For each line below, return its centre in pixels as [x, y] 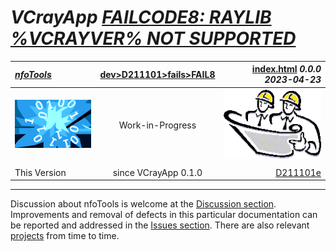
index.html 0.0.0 [286, 69]
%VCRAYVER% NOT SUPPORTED [153, 38]
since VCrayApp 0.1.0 [157, 172]
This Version [40, 172]
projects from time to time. [65, 236]
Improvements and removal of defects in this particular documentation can [164, 215]
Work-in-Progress [157, 125]
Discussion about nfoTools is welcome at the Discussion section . [143, 204]
